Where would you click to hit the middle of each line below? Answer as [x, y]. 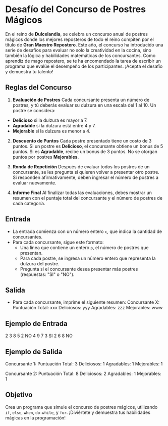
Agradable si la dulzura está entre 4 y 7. [54, 125]
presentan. [31, 253]
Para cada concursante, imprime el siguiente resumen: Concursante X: [86, 302]
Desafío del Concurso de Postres [76, 9]
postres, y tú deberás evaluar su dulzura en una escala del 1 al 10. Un [84, 105]
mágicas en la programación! [35, 417]
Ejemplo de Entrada [37, 324]
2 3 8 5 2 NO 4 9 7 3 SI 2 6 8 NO [39, 336]
